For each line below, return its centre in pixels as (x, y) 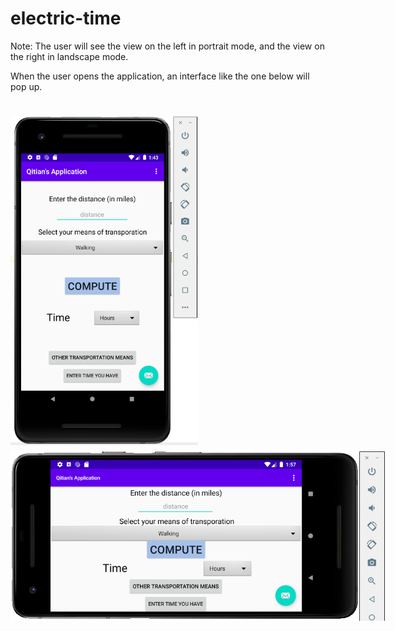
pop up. (26, 86)
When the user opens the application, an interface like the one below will (160, 76)
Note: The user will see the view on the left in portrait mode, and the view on (167, 46)
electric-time (66, 18)
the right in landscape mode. (69, 56)
